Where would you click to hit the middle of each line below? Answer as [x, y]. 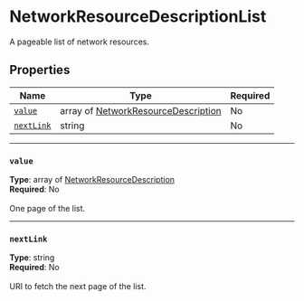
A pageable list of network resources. [79, 42]
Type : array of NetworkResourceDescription [92, 180]
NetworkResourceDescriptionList [138, 17]
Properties [40, 70]
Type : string [32, 258]
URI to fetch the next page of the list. [78, 287]
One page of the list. [47, 209]
